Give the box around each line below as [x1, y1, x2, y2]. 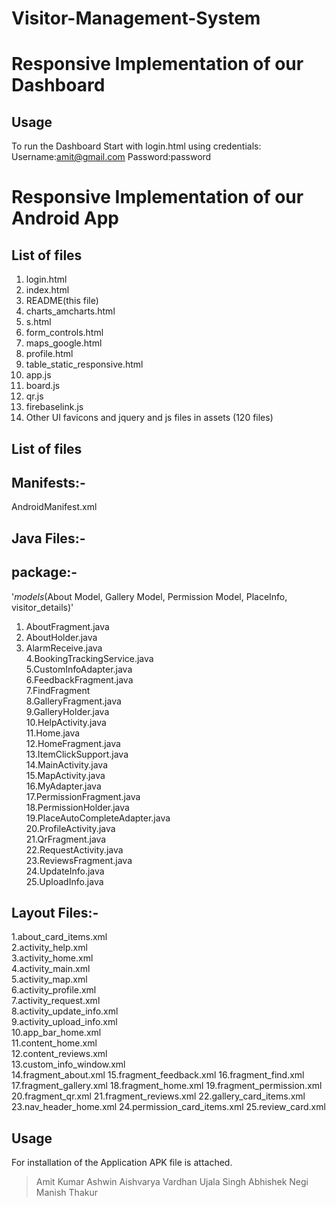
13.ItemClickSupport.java [25, 748, 129, 760]
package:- [11, 564, 78, 581]
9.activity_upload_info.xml [11, 1016, 118, 1028]
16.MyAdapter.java [25, 780, 102, 792]
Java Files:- [11, 530, 86, 547]
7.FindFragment [25, 684, 91, 696]
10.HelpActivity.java [25, 716, 107, 728]
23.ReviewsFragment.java [25, 854, 133, 866]
